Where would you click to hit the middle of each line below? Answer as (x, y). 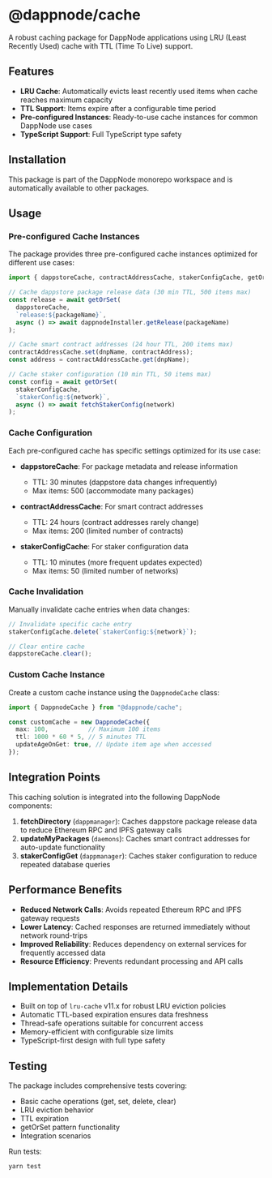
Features (31, 72)
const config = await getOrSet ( (63, 382)
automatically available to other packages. (79, 187)
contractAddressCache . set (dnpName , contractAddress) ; (101, 352)
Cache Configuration (51, 433)
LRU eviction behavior (57, 1110)
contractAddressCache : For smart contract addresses (112, 506)
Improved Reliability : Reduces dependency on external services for (133, 944)
